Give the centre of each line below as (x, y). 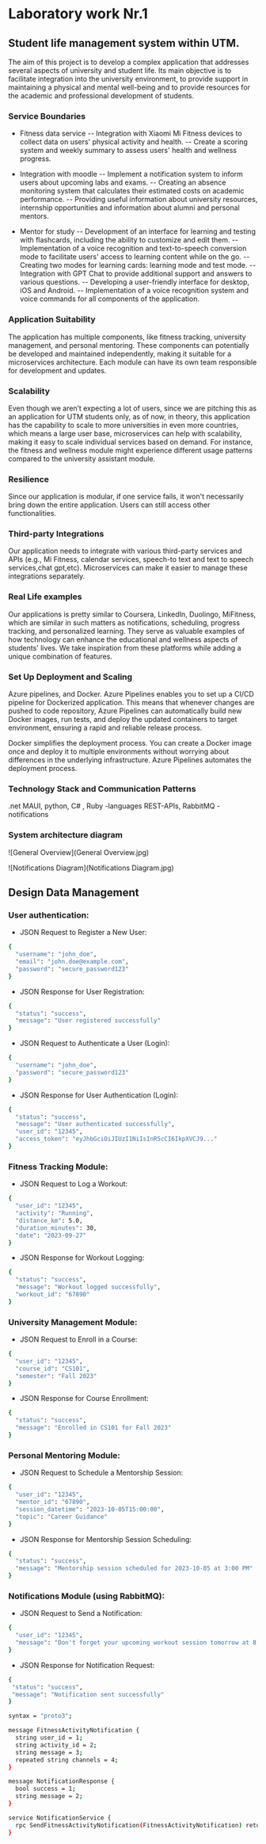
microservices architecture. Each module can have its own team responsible (133, 362)
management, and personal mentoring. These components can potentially (129, 345)
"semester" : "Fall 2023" (56, 1376)
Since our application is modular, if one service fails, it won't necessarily (126, 497)
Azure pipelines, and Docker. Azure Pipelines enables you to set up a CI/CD (131, 694)
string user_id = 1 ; (49, 1738)
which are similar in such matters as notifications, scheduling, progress (124, 622)
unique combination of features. (61, 656)
